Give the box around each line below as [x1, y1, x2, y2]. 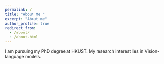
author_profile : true [5, 21, 50, 26]
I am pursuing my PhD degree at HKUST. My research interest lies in [5, 48, 144, 54]
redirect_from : [5, 26, 36, 31]
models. [25, 53, 42, 59]
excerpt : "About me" [5, 16, 48, 21]
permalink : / [5, 7, 32, 12]
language [5, 53, 24, 59]
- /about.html [9, 35, 38, 40]
